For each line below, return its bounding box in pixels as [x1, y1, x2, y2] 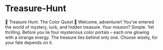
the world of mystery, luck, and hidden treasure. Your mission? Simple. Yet [5, 24, 154, 30]
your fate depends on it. [5, 39, 54, 45]
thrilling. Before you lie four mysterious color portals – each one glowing [5, 29, 149, 35]
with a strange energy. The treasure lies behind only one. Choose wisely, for [5, 34, 158, 40]
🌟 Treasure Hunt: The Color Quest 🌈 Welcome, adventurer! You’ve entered [5, 19, 154, 25]
